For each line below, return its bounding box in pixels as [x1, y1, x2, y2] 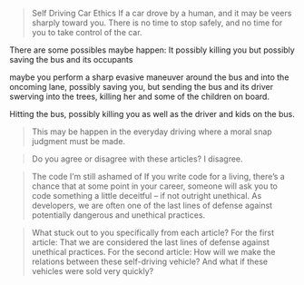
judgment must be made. [31, 136, 125, 146]
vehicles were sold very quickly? [31, 266, 154, 276]
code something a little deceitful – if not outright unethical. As [31, 191, 262, 201]
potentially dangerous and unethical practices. [31, 210, 206, 221]
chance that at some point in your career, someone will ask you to [31, 181, 279, 192]
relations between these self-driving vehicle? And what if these [31, 256, 269, 267]
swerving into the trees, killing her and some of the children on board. [9, 91, 270, 102]
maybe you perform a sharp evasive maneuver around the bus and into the [9, 72, 289, 83]
